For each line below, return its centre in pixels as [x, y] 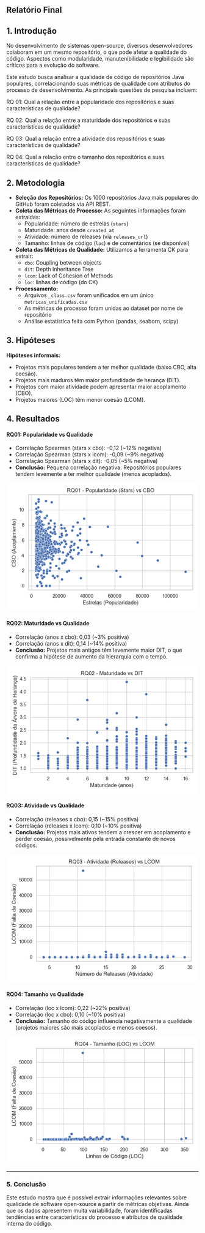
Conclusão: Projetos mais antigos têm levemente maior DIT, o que [99, 650]
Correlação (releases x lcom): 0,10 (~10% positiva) [78, 826]
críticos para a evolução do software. [53, 65]
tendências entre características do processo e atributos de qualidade [95, 1217]
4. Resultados [33, 419]
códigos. [26, 845]
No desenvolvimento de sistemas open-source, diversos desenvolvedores [100, 46]
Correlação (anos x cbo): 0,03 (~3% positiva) [72, 637]
